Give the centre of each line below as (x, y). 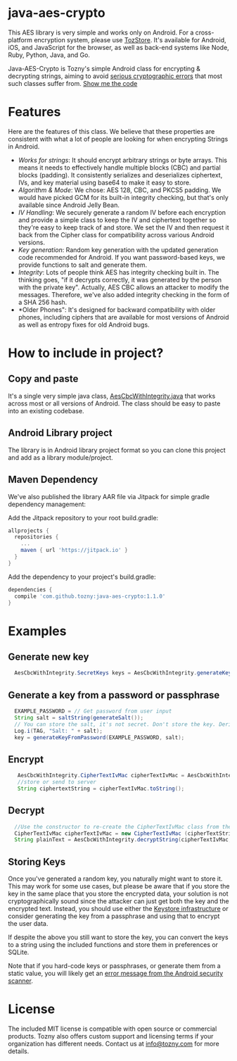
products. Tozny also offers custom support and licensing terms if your (111, 1036)
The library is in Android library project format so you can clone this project (117, 450)
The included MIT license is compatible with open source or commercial (113, 1029)
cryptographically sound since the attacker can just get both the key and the (118, 901)
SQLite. (19, 953)
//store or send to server (57, 782)
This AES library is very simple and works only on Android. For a (101, 32)
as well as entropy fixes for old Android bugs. (84, 325)
